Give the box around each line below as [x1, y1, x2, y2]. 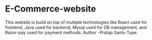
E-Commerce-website [5, 3, 96, 14]
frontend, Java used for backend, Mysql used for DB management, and [5, 24, 147, 30]
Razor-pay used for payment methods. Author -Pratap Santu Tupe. [5, 29, 138, 35]
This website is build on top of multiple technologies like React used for [5, 19, 148, 25]
